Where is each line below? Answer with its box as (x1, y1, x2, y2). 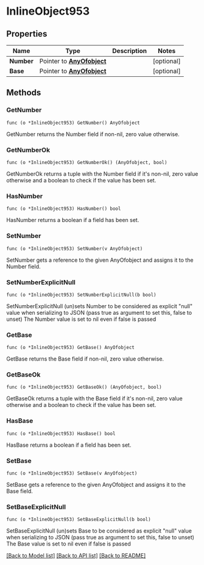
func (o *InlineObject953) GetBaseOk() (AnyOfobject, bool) (6, 384, 163, 390)
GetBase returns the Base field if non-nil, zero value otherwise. (6, 355, 164, 362)
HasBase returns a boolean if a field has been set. (6, 441, 132, 448)
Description (112, 47, 147, 55)
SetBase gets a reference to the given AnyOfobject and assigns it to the (6, 481, 186, 489)
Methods (6, 87, 41, 98)
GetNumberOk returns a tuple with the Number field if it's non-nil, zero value (6, 170, 199, 178)
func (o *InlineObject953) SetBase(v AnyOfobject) (6, 470, 138, 477)
